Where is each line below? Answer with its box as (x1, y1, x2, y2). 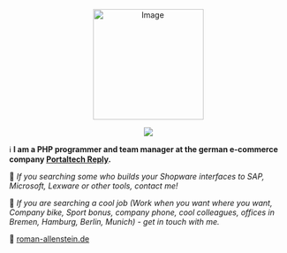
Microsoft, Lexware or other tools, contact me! (9, 180, 178, 191)
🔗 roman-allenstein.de (9, 234, 90, 244)
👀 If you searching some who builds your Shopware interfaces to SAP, (9, 172, 265, 181)
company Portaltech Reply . (9, 154, 112, 165)
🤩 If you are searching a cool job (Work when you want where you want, (9, 198, 273, 208)
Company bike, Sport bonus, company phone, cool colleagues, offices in (9, 207, 276, 218)
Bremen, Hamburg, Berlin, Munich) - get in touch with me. (9, 217, 220, 226)
